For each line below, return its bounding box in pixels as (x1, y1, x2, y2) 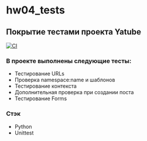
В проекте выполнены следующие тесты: (6, 57, 132, 65)
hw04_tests (6, 4, 66, 17)
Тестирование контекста (14, 82, 77, 90)
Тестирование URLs (14, 70, 65, 77)
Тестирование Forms (14, 95, 67, 102)
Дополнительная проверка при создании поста (14, 89, 134, 96)
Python (14, 123, 32, 130)
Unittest (14, 129, 34, 136)
